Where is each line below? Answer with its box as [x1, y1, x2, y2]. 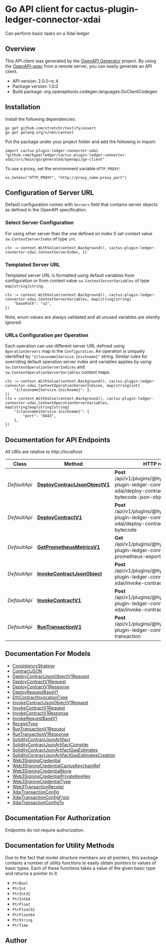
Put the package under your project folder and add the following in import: [5, 139, 157, 145]
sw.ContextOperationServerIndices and [5, 364, 85, 370]
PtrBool [12, 881, 28, 886]
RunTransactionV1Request [12, 726, 66, 732]
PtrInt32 [12, 891, 31, 897]
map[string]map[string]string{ [5, 405, 70, 410]
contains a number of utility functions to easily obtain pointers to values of [5, 860, 157, 866]
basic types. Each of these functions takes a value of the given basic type [5, 865, 156, 871]
